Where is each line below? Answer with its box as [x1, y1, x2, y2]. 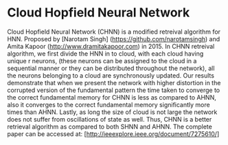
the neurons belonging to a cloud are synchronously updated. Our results [7, 71, 215, 80]
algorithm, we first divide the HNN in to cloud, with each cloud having [7, 49, 204, 58]
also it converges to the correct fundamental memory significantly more [7, 100, 211, 109]
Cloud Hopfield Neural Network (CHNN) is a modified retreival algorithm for [7, 27, 221, 36]
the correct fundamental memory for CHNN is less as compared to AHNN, [7, 93, 216, 101]
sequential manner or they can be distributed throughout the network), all [7, 64, 215, 72]
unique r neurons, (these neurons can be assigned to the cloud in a [7, 56, 197, 65]
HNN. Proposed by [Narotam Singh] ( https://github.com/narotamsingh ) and [7, 34, 220, 43]
